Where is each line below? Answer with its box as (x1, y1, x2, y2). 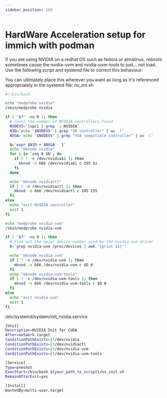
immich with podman (5, 40, 95, 51)
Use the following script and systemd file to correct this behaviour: (5, 67, 143, 73)
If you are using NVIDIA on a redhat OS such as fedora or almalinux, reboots (5, 56, 162, 62)
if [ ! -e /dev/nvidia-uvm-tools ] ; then (10, 277, 98, 282)
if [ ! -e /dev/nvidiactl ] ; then (10, 184, 82, 189)
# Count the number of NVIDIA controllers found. (10, 119, 115, 124)
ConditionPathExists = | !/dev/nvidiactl (5, 342, 86, 347)
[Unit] (5, 323, 19, 328)
